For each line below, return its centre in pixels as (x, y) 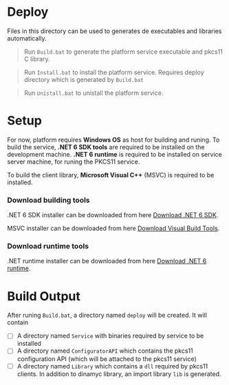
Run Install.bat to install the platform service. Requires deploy (114, 72)
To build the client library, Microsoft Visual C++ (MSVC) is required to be (111, 175)
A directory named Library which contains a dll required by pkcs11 (112, 366)
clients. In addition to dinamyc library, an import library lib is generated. (119, 374)
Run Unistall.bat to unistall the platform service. (94, 93)
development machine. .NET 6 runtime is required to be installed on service (115, 154)
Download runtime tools (48, 246)
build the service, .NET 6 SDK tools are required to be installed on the (106, 147)
